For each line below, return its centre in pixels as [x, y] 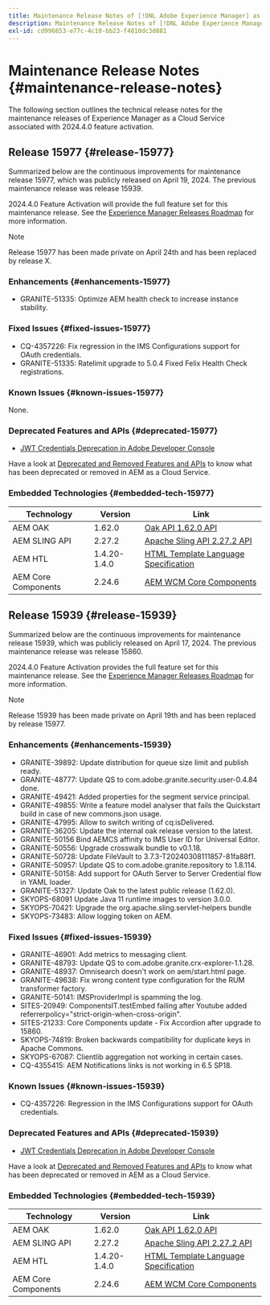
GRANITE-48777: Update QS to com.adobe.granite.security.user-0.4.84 [139, 779]
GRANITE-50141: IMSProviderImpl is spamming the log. [111, 997]
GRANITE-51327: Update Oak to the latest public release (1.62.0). [127, 890]
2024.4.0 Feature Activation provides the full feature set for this [114, 667]
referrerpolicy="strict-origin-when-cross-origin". [101, 1014]
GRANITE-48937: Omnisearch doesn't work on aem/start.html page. [133, 972]
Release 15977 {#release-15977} [91, 152]
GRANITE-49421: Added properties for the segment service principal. [135, 796]
